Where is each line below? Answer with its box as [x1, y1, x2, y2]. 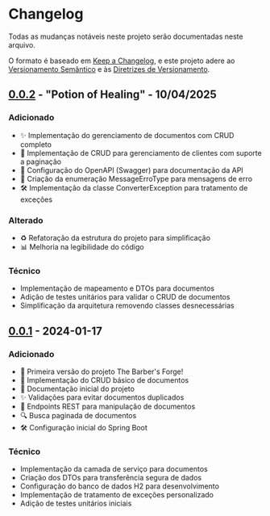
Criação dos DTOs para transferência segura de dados [19, 473, 202, 483]
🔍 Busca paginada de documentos [19, 410, 137, 420]
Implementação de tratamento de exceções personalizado [19, 490, 214, 500]
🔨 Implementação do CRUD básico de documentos [19, 375, 189, 384]
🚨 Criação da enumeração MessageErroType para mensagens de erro [19, 174, 252, 183]
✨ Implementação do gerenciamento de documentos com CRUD [19, 130, 235, 140]
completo [19, 139, 52, 149]
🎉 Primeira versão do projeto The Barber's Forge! [19, 367, 184, 376]
